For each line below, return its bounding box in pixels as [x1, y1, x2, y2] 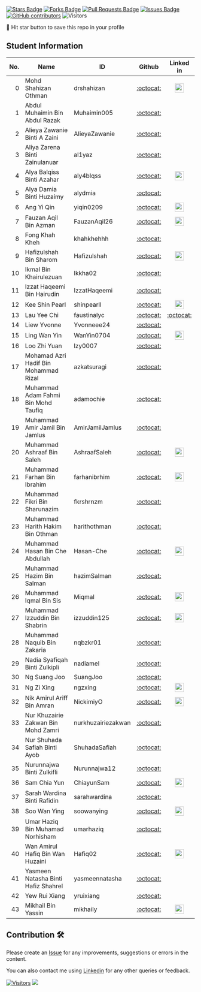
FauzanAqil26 [74, 217, 113, 225]
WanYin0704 [74, 331, 111, 339]
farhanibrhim [74, 472, 110, 481]
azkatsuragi [74, 363, 106, 371]
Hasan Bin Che [25, 547, 67, 555]
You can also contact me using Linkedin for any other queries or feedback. [6, 967, 190, 974]
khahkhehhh [74, 234, 109, 243]
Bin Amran [25, 701, 54, 710]
